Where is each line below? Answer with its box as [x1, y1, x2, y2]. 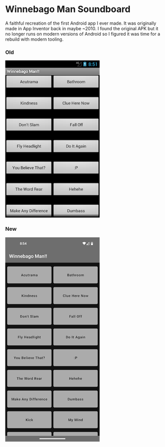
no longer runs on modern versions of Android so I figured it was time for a [5, 31, 160, 37]
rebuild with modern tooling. [5, 36, 64, 42]
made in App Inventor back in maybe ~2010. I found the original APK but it [5, 25, 158, 31]
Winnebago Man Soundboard [5, 4, 131, 15]
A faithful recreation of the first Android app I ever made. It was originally [5, 20, 156, 26]
